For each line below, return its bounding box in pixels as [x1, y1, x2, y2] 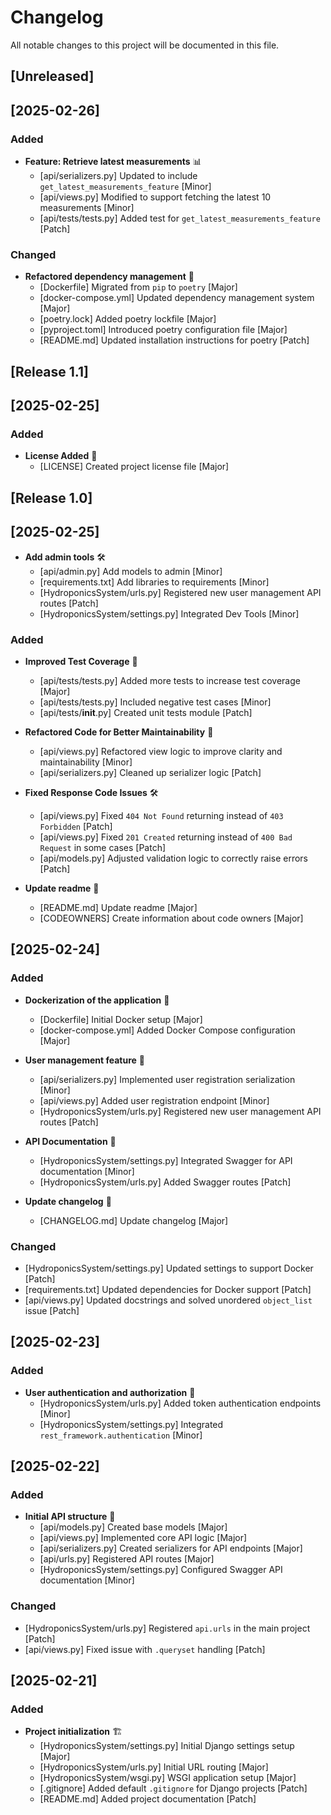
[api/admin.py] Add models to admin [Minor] [39, 565, 223, 577]
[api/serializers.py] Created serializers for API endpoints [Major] [39, 1542, 303, 1555]
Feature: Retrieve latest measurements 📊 [24, 156, 202, 168]
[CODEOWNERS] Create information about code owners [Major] [39, 912, 304, 924]
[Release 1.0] [10, 489, 93, 506]
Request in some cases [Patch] [39, 841, 167, 853]
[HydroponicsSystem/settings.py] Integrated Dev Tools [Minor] [39, 607, 300, 620]
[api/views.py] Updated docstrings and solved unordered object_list [24, 1294, 313, 1306]
